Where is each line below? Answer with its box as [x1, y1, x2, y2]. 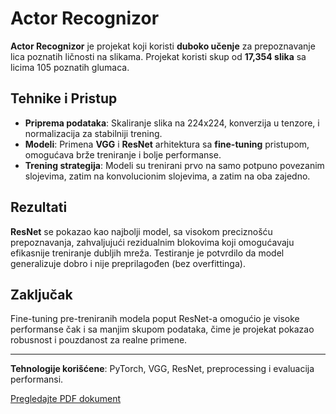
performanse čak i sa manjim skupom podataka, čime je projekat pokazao [10, 323, 315, 336]
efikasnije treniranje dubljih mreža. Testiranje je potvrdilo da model [10, 247, 285, 259]
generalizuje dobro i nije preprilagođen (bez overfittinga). [10, 257, 246, 269]
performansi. [10, 373, 64, 386]
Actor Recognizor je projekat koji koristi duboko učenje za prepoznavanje [10, 40, 316, 52]
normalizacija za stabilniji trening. [24, 127, 163, 139]
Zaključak [10, 286, 73, 303]
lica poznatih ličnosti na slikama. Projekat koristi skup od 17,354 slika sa [10, 50, 307, 62]
